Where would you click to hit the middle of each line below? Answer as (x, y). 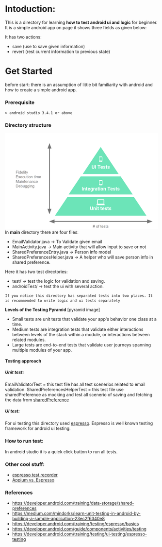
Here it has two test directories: (36, 272)
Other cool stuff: (25, 464)
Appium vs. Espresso (33, 480)
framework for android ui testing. (38, 428)
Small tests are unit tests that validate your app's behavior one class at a (84, 319)
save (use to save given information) (49, 46)
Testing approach (23, 361)
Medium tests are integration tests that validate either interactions (78, 329)
